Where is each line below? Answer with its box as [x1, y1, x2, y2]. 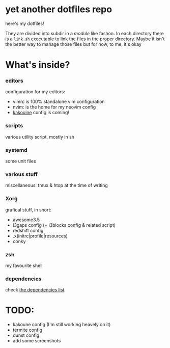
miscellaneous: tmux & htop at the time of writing [5, 182, 108, 189]
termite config [12, 327, 42, 333]
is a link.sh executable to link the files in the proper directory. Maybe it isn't [5, 36, 165, 42]
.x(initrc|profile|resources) [12, 233, 68, 239]
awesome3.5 [12, 217, 40, 223]
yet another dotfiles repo [5, 4, 112, 15]
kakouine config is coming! [12, 110, 70, 116]
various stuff [5, 171, 38, 178]
